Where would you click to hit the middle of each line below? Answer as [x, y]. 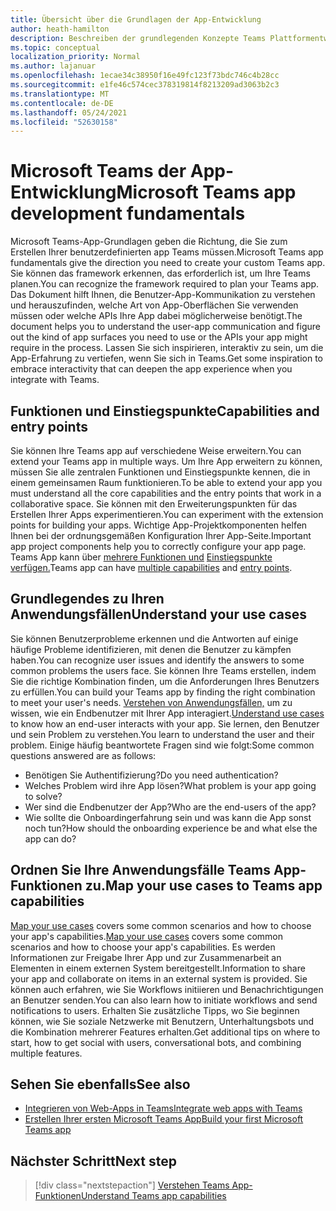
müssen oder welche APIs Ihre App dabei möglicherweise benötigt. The [156, 316]
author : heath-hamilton [60, 29]
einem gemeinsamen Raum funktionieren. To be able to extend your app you [166, 482]
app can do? [50, 838]
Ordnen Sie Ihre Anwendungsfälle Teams [141, 870]
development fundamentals [128, 213]
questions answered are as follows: [83, 755]
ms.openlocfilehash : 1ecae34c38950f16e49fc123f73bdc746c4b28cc [145, 76]
